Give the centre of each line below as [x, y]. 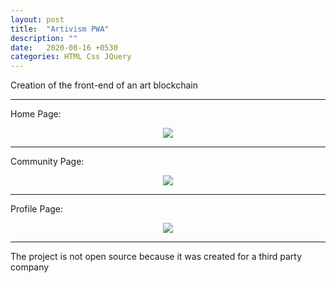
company [30, 267]
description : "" [44, 38]
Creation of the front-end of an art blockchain [104, 85]
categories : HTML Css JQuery [71, 57]
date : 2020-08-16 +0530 [64, 47]
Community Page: [47, 162]
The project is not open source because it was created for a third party [156, 257]
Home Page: [36, 114]
